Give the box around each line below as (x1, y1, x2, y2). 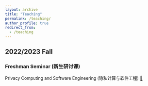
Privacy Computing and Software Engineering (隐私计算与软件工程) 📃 (5, 75, 143, 81)
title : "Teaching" (5, 12, 42, 17)
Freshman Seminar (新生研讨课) (5, 63, 81, 70)
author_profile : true (5, 20, 49, 26)
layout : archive (5, 7, 38, 12)
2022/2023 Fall (5, 48, 53, 56)
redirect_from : (5, 25, 36, 30)
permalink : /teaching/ (5, 16, 51, 21)
